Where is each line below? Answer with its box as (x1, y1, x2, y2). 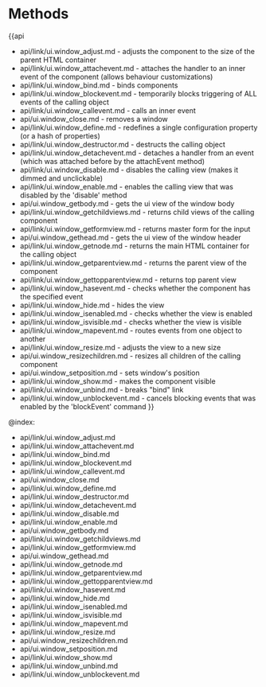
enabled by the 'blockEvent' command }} (19, 401, 155, 411)
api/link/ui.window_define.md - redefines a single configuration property (19, 123, 258, 132)
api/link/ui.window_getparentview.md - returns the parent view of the (19, 258, 247, 267)
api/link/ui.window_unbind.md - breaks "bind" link (19, 384, 184, 394)
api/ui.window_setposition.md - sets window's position (19, 368, 201, 377)
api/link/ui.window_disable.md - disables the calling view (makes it (19, 165, 239, 174)
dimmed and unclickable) (19, 173, 104, 183)
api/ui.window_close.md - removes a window (19, 114, 169, 123)
